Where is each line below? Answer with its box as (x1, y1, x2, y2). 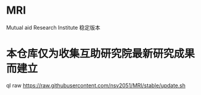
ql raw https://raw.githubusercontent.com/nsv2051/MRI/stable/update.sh (6, 81, 186, 89)
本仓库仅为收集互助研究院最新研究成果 (6, 47, 196, 61)
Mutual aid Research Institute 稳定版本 (6, 24, 100, 31)
